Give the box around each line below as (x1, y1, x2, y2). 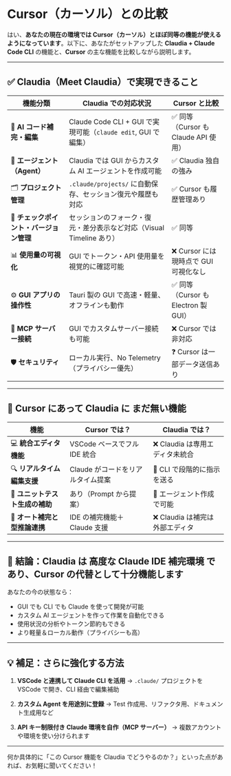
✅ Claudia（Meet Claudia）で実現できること (7, 76, 199, 88)
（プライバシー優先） (68, 363, 138, 373)
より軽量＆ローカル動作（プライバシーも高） (16, 629, 144, 637)
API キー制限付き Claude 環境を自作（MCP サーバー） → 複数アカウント (16, 723, 222, 731)
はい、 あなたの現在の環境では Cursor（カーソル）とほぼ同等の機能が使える (7, 30, 221, 39)
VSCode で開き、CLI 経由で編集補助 (16, 685, 120, 693)
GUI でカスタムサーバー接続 (68, 323, 159, 333)
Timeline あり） (68, 233, 120, 243)
